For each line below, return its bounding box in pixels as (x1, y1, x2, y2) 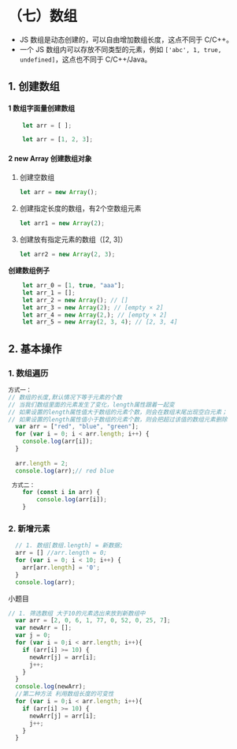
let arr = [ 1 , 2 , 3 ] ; (22, 136, 93, 144)
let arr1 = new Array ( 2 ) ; (19, 219, 105, 227)
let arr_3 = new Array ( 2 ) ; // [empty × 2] (22, 303, 164, 312)
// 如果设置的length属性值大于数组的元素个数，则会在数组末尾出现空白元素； (8, 408, 228, 416)
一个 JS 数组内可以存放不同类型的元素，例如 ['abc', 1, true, (19, 44, 222, 54)
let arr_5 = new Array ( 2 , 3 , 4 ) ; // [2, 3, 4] (22, 318, 178, 326)
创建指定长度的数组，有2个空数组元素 (19, 204, 142, 213)
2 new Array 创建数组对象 (8, 153, 92, 163)
